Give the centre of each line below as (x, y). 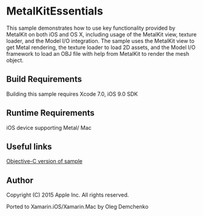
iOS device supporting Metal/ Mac (49, 127)
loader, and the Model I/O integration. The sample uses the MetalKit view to (101, 41)
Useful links (29, 147)
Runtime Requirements (51, 113)
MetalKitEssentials (55, 11)
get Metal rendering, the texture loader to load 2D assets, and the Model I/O (101, 47)
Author (20, 180)
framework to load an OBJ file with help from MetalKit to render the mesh (98, 53)
